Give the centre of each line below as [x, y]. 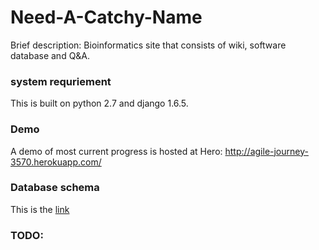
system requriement [61, 81]
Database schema [55, 188]
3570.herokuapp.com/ [56, 162]
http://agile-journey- [266, 151]
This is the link [40, 209]
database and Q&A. [50, 55]
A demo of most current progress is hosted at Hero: [116, 151]
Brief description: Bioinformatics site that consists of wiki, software [148, 45]
